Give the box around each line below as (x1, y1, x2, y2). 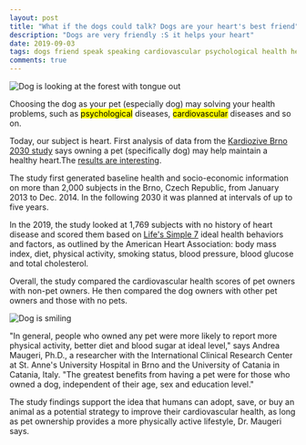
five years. (9, 202, 49, 212)
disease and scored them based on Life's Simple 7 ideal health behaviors (9, 229, 284, 240)
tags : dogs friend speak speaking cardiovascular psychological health (9, 47, 287, 57)
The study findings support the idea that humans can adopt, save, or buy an (9, 397, 295, 407)
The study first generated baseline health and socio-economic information (9, 172, 289, 183)
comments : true (9, 56, 67, 65)
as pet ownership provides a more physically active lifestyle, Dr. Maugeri (9, 416, 282, 427)
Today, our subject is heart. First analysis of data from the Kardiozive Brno (9, 136, 289, 146)
